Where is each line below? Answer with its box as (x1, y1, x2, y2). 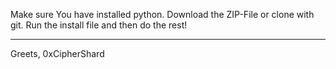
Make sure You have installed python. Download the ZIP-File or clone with (10, 9, 315, 20)
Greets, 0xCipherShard (10, 48, 105, 59)
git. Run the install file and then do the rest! (10, 19, 188, 31)
